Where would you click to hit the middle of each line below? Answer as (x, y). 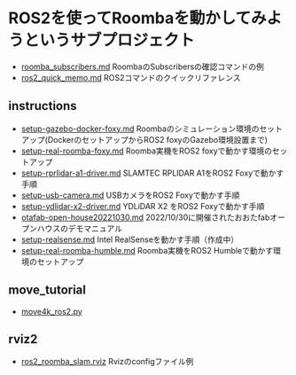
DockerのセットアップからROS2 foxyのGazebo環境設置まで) (157, 139)
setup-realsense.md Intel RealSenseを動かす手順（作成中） (130, 239)
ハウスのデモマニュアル (80, 228)
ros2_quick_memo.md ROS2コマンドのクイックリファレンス (131, 77)
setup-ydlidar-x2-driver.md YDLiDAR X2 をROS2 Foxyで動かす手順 (143, 206)
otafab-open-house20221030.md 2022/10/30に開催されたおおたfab (145, 217)
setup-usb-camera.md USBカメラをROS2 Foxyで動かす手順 (130, 195)
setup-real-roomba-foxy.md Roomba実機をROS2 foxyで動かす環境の (146, 151)
